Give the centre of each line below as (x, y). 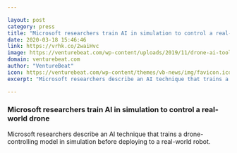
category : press (31, 26)
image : (17, 53)
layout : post (26, 20)
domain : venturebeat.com (44, 60)
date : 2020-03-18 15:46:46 (47, 39)
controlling (23, 141)
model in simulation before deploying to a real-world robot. (125, 141)
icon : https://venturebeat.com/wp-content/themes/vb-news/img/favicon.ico (120, 72)
